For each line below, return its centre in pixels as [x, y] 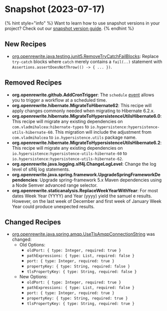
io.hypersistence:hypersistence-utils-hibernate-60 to [69, 153]
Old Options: [32, 245]
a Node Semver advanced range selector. [55, 185]
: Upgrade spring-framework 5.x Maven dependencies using [99, 180]
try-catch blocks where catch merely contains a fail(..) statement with [87, 62]
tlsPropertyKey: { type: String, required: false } [82, 272]
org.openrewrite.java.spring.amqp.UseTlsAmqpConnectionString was [83, 234]
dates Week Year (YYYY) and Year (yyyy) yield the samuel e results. [82, 196]
